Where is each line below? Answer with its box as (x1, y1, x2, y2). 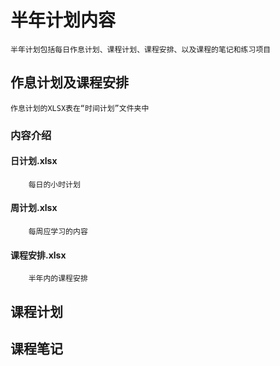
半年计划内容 (10, 9, 117, 32)
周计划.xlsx (10, 202, 58, 214)
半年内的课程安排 (28, 274, 88, 284)
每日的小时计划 (28, 179, 81, 190)
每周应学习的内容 (28, 227, 88, 237)
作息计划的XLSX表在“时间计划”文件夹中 (10, 103, 150, 113)
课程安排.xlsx (10, 249, 67, 261)
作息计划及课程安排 (10, 74, 129, 91)
